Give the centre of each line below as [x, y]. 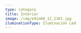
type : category [21, 9]
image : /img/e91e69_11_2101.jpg [38, 18]
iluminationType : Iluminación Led [41, 23]
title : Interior [22, 14]
